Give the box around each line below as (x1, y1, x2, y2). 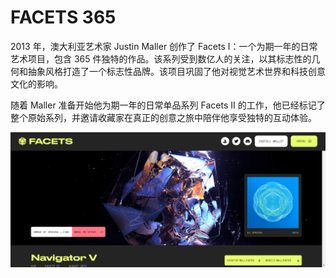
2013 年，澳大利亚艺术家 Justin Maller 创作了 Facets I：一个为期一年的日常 (10, 40, 318, 52)
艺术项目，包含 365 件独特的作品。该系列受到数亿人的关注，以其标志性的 (10, 52, 312, 65)
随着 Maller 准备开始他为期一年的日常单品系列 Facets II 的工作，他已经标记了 (10, 99, 326, 111)
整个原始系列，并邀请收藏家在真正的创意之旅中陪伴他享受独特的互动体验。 (10, 111, 317, 123)
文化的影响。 (10, 77, 63, 90)
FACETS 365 (10, 6, 117, 29)
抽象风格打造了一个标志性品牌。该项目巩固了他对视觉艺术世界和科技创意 (27, 65, 326, 77)
